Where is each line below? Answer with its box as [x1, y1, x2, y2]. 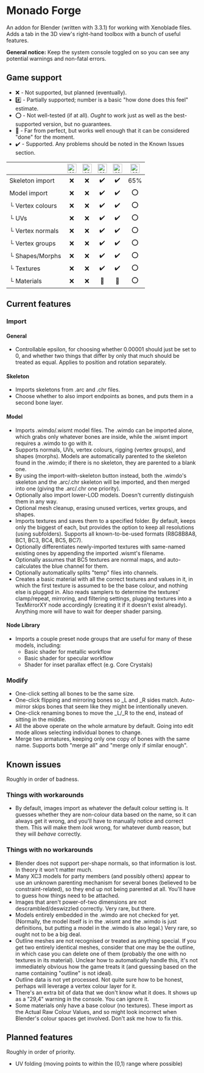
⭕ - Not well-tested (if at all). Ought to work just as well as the [15, 111, 172, 119]
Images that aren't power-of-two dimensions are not [15, 898, 147, 906]
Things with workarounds [6, 791, 84, 799]
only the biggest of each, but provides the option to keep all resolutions [15, 523, 194, 531]
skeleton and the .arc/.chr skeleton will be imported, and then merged [15, 478, 190, 486]
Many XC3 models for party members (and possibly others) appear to [15, 872, 191, 879]
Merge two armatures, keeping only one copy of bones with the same [15, 735, 190, 743]
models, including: [15, 641, 62, 649]
